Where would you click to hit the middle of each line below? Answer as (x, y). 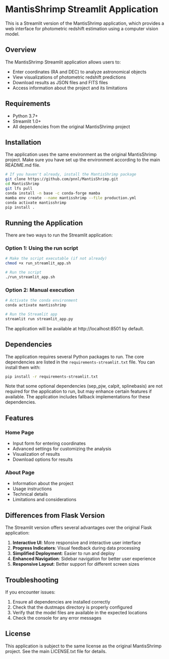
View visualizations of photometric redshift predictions (69, 77)
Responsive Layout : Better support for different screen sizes (76, 564)
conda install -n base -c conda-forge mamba (53, 193)
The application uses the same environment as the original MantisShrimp (81, 154)
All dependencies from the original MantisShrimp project (71, 127)
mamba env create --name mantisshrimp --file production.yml (71, 198)
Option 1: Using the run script (42, 248)
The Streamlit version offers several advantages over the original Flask (79, 527)
